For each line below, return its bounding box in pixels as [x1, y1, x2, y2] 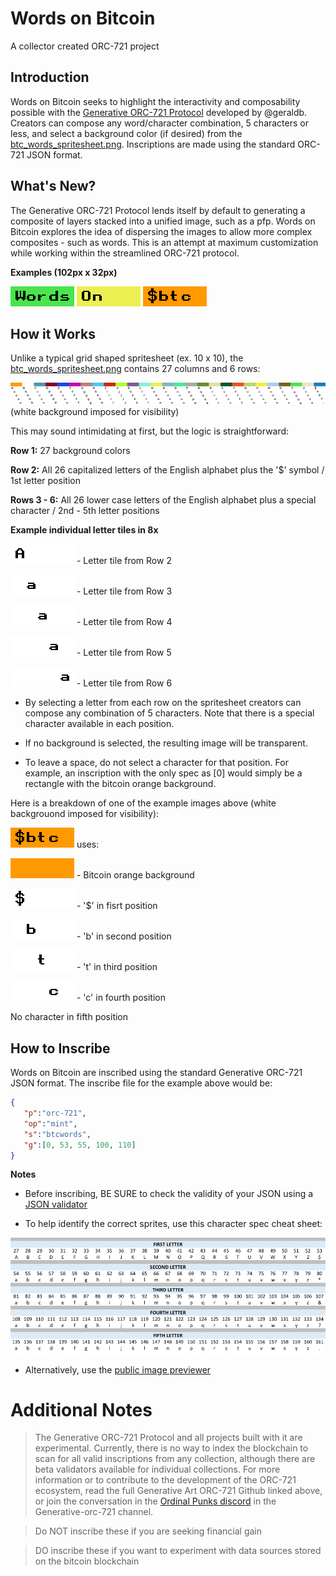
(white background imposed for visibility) [10, 406, 180, 418]
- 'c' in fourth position [76, 992, 166, 1004]
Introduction [10, 69, 90, 86]
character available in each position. [24, 718, 175, 730]
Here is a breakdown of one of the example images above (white [10, 797, 277, 809]
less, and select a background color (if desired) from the [10, 127, 243, 139]
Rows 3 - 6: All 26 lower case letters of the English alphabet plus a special [10, 494, 317, 506]
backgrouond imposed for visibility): [10, 808, 160, 820]
